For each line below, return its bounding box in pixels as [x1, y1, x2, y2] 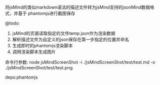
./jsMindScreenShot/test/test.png [5, 65, 73, 70]
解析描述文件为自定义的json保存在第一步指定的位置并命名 [12, 36, 129, 42]
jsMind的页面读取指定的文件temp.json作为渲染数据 [12, 30, 116, 36]
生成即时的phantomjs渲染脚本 [12, 43, 73, 48]
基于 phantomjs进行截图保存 [18, 10, 76, 16]
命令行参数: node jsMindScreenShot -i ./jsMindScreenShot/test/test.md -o [5, 59, 156, 65]
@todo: [5, 20, 20, 26]
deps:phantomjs [5, 74, 38, 80]
